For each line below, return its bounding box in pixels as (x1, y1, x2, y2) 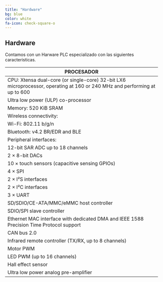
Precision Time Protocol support (7, 222, 81, 228)
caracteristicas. (5, 57, 36, 63)
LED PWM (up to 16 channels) (7, 253, 77, 260)
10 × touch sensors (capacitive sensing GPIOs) (7, 160, 115, 167)
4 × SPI (7, 168, 24, 175)
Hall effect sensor (7, 261, 48, 268)
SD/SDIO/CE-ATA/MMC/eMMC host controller (7, 200, 113, 207)
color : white (5, 16, 32, 21)
